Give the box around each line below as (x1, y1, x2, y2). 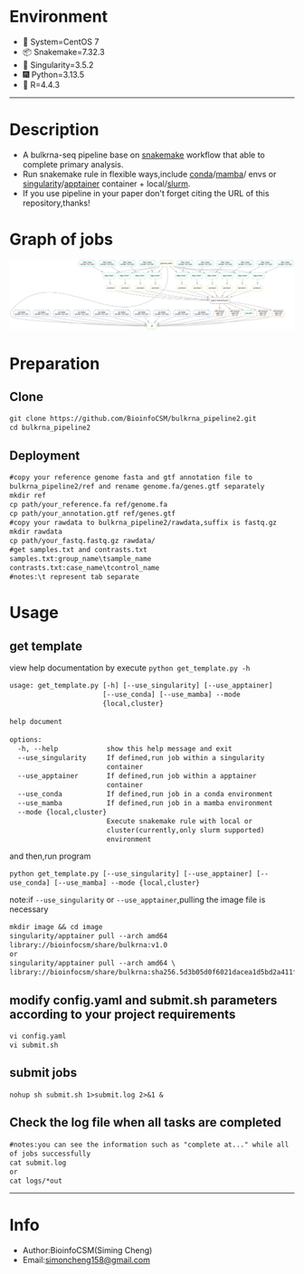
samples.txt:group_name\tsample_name (9, 555, 152, 564)
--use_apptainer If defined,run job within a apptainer (17, 772, 257, 781)
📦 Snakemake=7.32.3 (22, 46, 106, 57)
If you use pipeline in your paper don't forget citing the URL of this (22, 187, 270, 198)
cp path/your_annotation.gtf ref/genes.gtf (9, 509, 176, 518)
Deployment (9, 448, 81, 463)
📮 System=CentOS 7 (22, 36, 100, 47)
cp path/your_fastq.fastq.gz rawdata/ (9, 537, 156, 546)
